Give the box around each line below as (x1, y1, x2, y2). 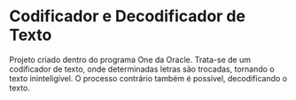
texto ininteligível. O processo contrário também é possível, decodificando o (9, 73, 288, 83)
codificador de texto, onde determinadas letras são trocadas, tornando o (9, 64, 275, 74)
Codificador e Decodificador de (9, 6, 246, 27)
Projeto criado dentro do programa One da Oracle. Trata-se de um (9, 54, 251, 65)
